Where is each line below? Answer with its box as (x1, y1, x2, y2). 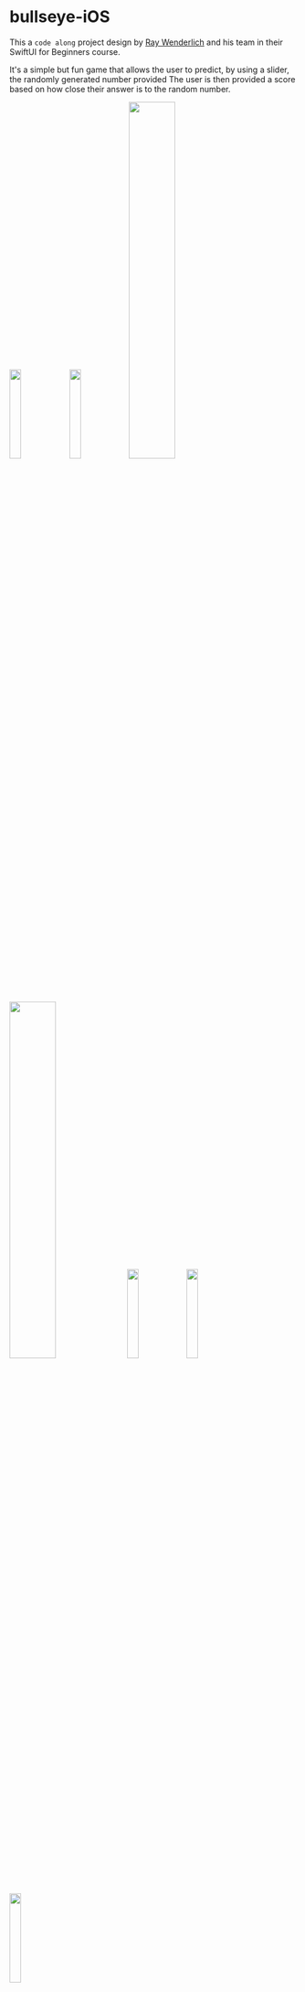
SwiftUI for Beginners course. (9, 46, 121, 57)
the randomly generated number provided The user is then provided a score (9, 73, 296, 84)
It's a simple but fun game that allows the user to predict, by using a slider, (9, 64, 289, 75)
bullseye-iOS (9, 6, 110, 27)
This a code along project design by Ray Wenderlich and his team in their (9, 37, 283, 48)
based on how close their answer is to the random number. (9, 83, 231, 94)
